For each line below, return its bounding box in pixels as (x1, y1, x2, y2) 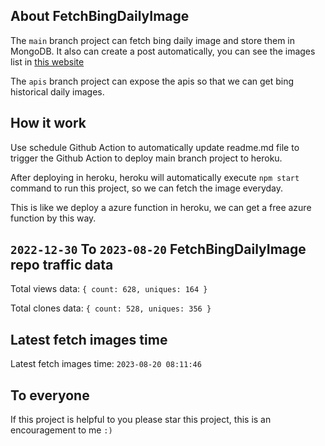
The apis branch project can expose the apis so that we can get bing (10, 75, 295, 87)
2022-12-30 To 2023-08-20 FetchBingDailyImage (10, 241, 307, 258)
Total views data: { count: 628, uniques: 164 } (10, 283, 208, 295)
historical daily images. (10, 85, 105, 98)
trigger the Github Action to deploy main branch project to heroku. (10, 152, 283, 164)
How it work (10, 115, 87, 132)
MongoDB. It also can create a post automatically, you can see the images (10, 45, 316, 57)
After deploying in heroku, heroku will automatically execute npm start (10, 171, 300, 183)
